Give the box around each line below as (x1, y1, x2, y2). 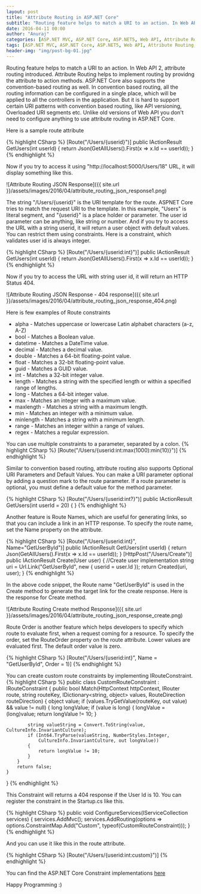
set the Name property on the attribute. (6, 525, 103, 533)
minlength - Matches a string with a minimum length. (14, 416, 145, 423)
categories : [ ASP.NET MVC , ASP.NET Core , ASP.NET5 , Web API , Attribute (6, 37, 188, 43)
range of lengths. (14, 384, 58, 391)
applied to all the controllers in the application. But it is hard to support (6, 96, 179, 103)
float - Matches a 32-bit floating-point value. (14, 358, 126, 366)
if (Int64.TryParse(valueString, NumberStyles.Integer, (28, 732, 170, 738)
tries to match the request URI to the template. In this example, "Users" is (6, 205, 187, 212)
